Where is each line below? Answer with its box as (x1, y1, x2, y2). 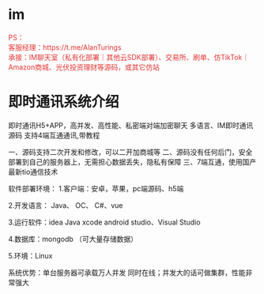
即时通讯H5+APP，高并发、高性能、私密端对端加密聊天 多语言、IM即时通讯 (8, 120, 254, 130)
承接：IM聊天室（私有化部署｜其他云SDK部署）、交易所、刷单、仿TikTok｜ (8, 52, 250, 62)
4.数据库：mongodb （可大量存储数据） (8, 234, 138, 243)
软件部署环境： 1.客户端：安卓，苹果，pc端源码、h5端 (8, 183, 184, 193)
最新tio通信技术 (8, 167, 58, 176)
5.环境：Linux (8, 251, 53, 260)
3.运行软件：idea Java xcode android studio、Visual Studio (8, 217, 201, 227)
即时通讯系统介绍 (8, 93, 120, 111)
